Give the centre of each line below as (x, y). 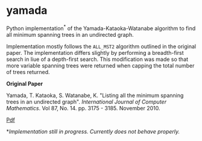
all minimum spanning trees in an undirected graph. (70, 34)
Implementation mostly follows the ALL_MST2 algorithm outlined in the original (101, 46)
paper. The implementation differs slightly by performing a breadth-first (95, 52)
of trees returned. (28, 72)
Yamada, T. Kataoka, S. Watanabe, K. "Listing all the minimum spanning (95, 95)
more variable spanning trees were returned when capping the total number (100, 65)
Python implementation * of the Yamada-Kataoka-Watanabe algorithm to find (101, 28)
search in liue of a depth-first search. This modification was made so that (97, 59)
